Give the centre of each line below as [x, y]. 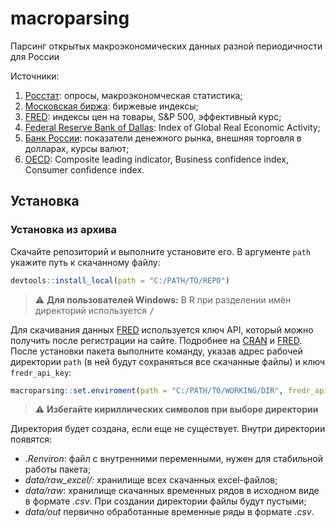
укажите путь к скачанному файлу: [85, 262]
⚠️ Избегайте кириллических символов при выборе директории [176, 409]
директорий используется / [94, 310]
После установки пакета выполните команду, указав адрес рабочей [156, 351]
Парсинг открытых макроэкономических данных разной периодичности [166, 46]
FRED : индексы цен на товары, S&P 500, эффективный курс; [153, 116]
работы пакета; [58, 469]
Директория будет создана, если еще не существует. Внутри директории [168, 429]
